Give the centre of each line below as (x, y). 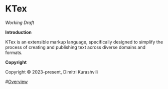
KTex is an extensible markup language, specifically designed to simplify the (84, 42)
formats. (14, 52)
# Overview (17, 81)
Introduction (18, 32)
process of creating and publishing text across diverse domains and (75, 47)
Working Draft (20, 22)
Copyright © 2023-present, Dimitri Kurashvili (52, 72)
